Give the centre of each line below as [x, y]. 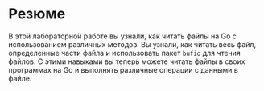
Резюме [37, 14]
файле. [20, 78]
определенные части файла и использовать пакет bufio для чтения [125, 53]
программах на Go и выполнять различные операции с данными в [124, 69]
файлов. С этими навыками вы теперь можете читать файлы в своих [127, 61]
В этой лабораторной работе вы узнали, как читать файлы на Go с [123, 36]
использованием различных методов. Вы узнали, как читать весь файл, [132, 44]
